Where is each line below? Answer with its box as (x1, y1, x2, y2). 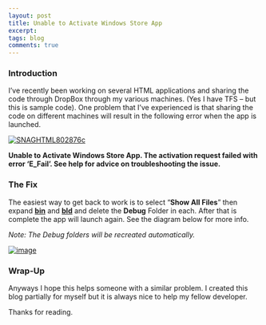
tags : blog (8, 34, 45, 42)
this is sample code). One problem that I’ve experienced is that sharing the (8, 103, 254, 113)
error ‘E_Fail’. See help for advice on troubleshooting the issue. (8, 159, 221, 168)
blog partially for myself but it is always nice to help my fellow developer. (8, 292, 248, 302)
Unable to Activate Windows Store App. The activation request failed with (8, 151, 258, 161)
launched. (8, 120, 42, 129)
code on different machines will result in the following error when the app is (8, 111, 257, 121)
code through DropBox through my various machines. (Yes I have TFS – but (8, 94, 256, 104)
